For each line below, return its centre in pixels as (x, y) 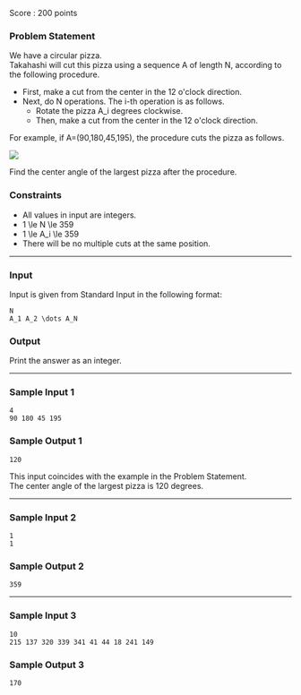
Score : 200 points (43, 13)
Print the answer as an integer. (66, 361)
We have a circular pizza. (56, 56)
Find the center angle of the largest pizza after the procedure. (123, 172)
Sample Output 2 (47, 566)
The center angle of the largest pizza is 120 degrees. (107, 485)
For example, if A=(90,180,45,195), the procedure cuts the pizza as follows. (147, 138)
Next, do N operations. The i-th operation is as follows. (124, 101)
